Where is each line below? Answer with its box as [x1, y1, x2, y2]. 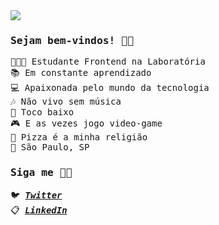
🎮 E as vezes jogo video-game [10, 118, 163, 129]
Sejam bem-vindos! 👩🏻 [10, 34, 134, 47]
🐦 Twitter [10, 189, 63, 201]
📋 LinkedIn [10, 204, 68, 216]
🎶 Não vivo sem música [10, 96, 122, 108]
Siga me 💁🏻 [10, 166, 73, 179]
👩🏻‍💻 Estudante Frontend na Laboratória [10, 56, 206, 68]
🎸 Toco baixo [10, 107, 75, 118]
